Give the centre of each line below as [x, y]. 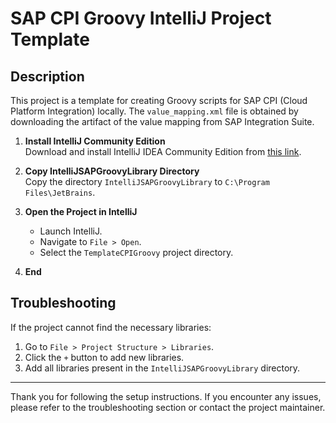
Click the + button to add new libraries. [104, 357]
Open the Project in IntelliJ [81, 211]
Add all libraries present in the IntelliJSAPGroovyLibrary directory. [162, 368]
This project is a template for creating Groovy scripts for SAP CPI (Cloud [159, 100]
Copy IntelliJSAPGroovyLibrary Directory [112, 171]
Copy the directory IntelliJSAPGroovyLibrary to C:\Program [147, 181]
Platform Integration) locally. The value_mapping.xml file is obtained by [154, 111]
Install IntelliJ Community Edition [95, 141]
